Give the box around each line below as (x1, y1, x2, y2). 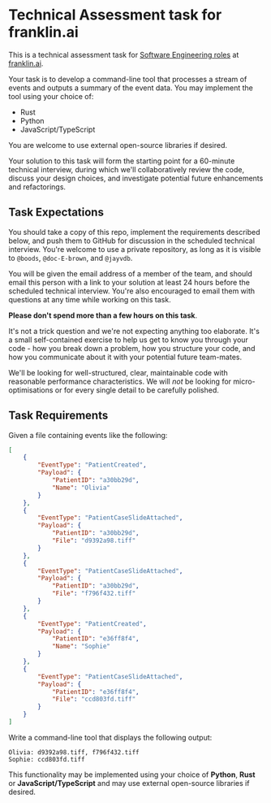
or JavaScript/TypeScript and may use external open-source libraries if (8, 778, 250, 788)
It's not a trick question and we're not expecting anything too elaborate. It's (8, 326, 260, 336)
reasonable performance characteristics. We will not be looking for (8, 376, 232, 386)
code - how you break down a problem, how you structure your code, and (8, 343, 256, 353)
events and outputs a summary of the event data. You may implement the (8, 83, 253, 93)
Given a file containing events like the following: (8, 430, 168, 440)
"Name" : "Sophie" (51, 642, 111, 651)
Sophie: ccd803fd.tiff (8, 755, 85, 763)
